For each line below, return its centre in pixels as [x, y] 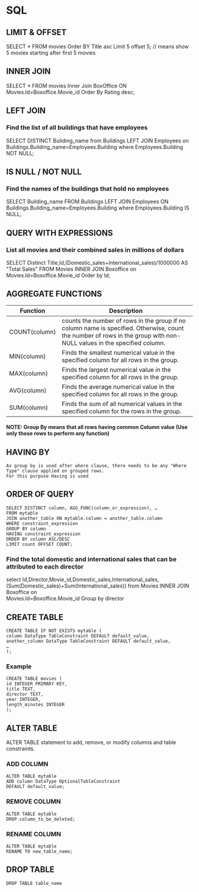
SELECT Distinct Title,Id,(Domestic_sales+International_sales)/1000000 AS [97, 262]
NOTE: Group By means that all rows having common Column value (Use [97, 427]
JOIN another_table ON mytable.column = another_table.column [84, 518]
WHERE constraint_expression [42, 523]
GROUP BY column [26, 529]
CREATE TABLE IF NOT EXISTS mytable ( [54, 631]
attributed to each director [45, 566]
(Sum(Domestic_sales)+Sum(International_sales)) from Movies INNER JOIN [98, 586]
